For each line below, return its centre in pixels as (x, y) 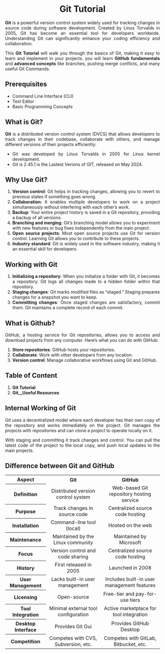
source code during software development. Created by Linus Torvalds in (82, 28)
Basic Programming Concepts (42, 106)
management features (130, 585)
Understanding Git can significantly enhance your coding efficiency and (82, 38)
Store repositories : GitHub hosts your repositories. (64, 350)
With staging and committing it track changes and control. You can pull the (82, 440)
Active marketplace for (130, 608)
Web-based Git (130, 488)
